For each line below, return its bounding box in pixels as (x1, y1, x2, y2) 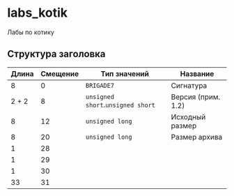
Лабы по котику (7, 28, 54, 36)
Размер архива (171, 132, 223, 142)
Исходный (171, 112, 206, 121)
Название (180, 68, 214, 78)
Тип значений (100, 68, 150, 78)
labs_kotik (7, 5, 68, 21)
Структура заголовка (7, 48, 106, 60)
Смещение (40, 68, 79, 78)
